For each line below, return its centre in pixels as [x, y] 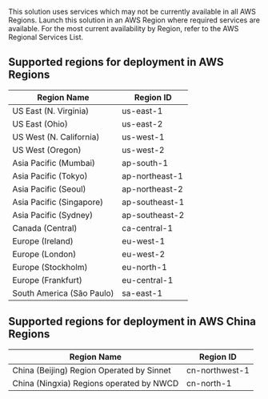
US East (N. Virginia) [51, 111]
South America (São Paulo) [63, 293]
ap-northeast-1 [153, 175]
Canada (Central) [45, 228]
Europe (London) [44, 254]
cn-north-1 [209, 383]
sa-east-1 [142, 293]
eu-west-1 [144, 241]
